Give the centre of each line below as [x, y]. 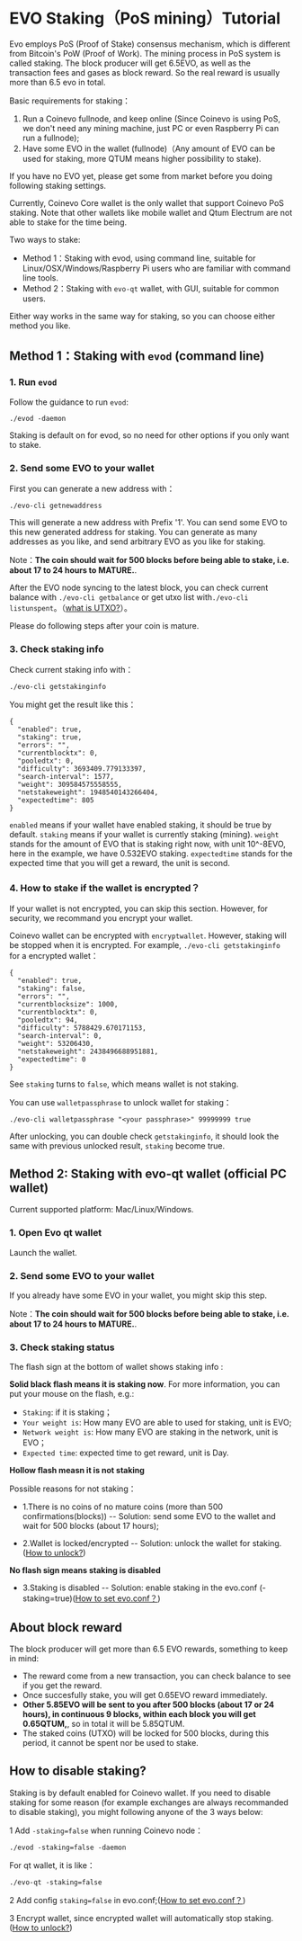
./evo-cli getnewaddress [56, 505]
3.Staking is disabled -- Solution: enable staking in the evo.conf [140, 1588]
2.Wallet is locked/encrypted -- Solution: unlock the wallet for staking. [152, 1543]
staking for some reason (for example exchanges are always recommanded [149, 1802]
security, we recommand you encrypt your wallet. [101, 917]
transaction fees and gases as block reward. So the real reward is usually [145, 72]
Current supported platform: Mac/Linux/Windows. [102, 1210]
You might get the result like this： [73, 705]
